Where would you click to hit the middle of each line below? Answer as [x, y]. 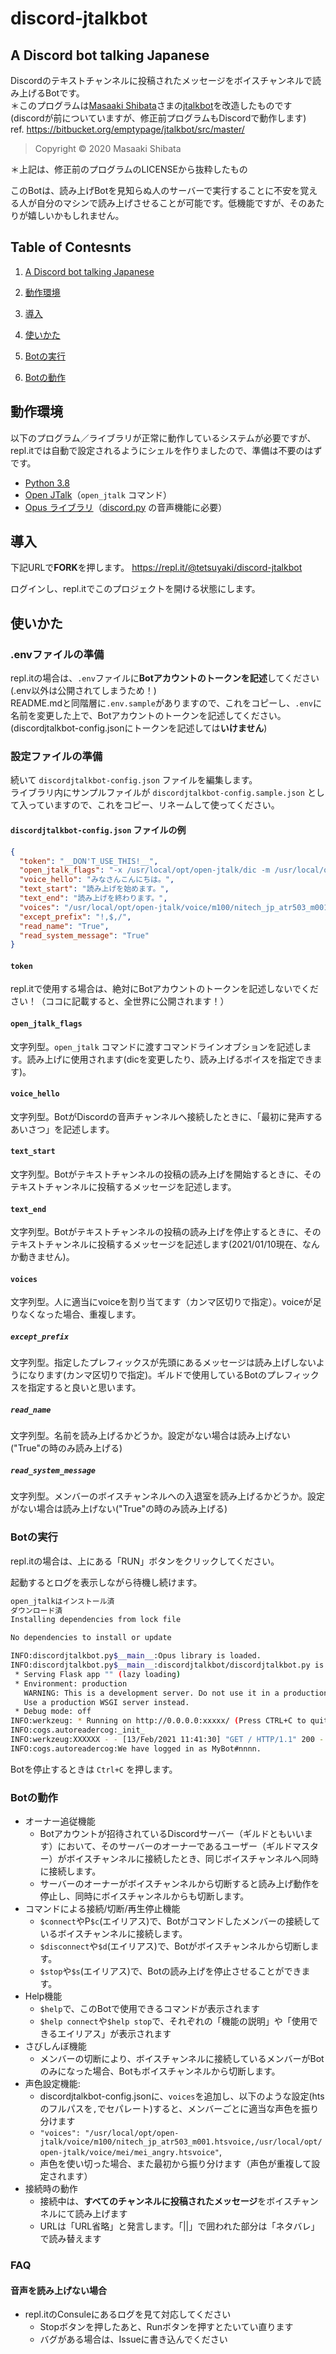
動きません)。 [46, 1257]
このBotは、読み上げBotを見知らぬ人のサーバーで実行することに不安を [155, 190]
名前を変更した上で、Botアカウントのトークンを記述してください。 [148, 716]
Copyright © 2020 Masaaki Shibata [108, 148]
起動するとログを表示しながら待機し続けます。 [106, 1582]
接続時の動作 [51, 2189]
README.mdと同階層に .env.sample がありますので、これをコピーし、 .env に [166, 703]
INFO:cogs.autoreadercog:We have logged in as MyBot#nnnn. [136, 1748]
